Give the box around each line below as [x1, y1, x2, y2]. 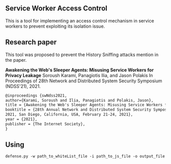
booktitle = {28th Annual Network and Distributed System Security [5, 107, 152, 112]
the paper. [5, 57, 27, 63]
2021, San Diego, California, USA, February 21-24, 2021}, [5, 112, 133, 117]
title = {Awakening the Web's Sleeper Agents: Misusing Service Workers [5, 102, 163, 108]
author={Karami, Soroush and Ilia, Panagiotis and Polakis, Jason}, [5, 98, 154, 103]
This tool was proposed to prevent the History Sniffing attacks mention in [5, 51, 159, 58]
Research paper [5, 38, 57, 46]
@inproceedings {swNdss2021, [5, 93, 67, 98]
